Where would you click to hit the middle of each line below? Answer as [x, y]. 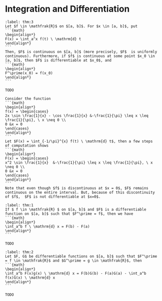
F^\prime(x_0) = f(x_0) [29, 73]
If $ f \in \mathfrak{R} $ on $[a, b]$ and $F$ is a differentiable [76, 209]
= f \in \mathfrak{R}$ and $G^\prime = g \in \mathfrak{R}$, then [73, 261]
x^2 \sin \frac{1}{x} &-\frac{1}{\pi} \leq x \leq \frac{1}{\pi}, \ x [79, 162]
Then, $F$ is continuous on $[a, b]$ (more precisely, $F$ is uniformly [81, 52]
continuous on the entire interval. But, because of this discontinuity [80, 192]
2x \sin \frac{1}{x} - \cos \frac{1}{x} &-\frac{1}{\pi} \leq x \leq [77, 115]
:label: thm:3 [19, 22]
